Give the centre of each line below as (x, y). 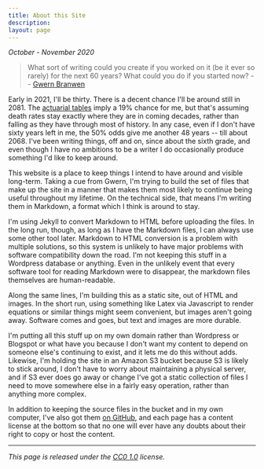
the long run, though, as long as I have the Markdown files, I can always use (131, 230)
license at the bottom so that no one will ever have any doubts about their (127, 426)
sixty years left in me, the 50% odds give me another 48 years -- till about (128, 133)
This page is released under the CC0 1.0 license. (86, 457)
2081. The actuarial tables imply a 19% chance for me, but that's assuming (128, 108)
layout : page (29, 30)
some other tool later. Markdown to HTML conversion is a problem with (123, 238)
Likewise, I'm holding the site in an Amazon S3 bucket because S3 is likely (128, 361)
